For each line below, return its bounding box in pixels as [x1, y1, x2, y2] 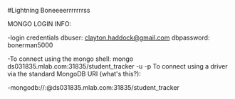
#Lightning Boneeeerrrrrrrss [7, 6, 90, 14]
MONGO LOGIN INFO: [7, 20, 72, 28]
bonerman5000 [7, 41, 53, 49]
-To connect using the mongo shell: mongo [7, 54, 134, 63]
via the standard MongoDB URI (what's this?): [7, 70, 141, 78]
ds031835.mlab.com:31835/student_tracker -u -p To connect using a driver [7, 62, 228, 70]
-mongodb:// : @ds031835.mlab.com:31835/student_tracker [7, 83, 180, 91]
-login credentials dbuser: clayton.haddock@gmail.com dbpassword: [7, 33, 210, 42]
